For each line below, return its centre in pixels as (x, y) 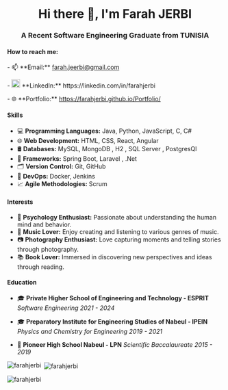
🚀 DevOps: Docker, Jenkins (56, 176)
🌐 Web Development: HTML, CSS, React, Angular (88, 140)
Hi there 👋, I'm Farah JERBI (115, 14)
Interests (20, 202)
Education (22, 283)
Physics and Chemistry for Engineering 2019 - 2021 (90, 331)
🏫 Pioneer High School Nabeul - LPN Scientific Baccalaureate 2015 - (115, 344)
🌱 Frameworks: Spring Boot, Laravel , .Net (77, 158)
